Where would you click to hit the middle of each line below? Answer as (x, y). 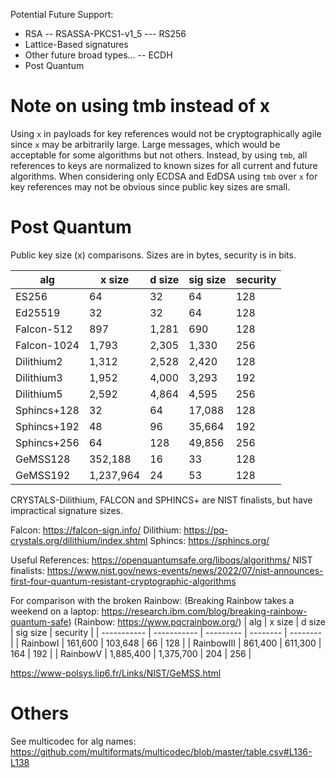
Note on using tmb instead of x (140, 106)
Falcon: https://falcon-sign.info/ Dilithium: (96, 530)
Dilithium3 (39, 377)
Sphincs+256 (47, 442)
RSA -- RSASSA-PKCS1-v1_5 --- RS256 (105, 33)
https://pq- (206, 530)
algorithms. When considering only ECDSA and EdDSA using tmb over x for (164, 176)
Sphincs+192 (47, 426)
